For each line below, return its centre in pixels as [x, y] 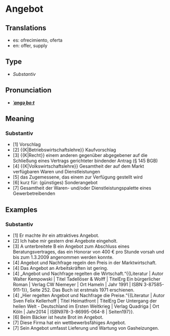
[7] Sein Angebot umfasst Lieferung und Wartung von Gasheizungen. [86, 328]
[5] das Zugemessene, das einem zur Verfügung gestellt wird [78, 177]
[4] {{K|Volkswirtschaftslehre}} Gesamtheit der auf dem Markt [78, 166]
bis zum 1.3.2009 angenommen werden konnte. [63, 257]
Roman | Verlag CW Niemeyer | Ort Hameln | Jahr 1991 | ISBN [78, 284]
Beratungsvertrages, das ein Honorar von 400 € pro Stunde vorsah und [88, 252]
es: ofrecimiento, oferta [37, 40]
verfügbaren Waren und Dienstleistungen [56, 172]
